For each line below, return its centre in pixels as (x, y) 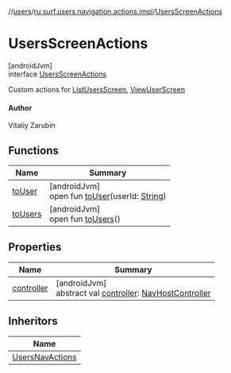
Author (20, 107)
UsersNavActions (44, 357)
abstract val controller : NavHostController (133, 293)
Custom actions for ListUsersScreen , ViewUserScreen (96, 89)
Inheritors (33, 321)
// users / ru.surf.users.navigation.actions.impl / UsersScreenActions (115, 12)
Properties (35, 247)
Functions (34, 150)
